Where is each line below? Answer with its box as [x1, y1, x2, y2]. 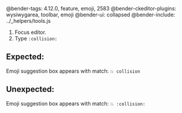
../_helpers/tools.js [6, 18, 51, 24]
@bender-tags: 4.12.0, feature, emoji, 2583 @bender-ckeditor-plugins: [6, 5, 177, 12]
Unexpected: [6, 84, 55, 94]
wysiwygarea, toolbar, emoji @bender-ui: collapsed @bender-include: [6, 11, 176, 18]
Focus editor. [14, 29, 46, 36]
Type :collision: [14, 35, 58, 42]
